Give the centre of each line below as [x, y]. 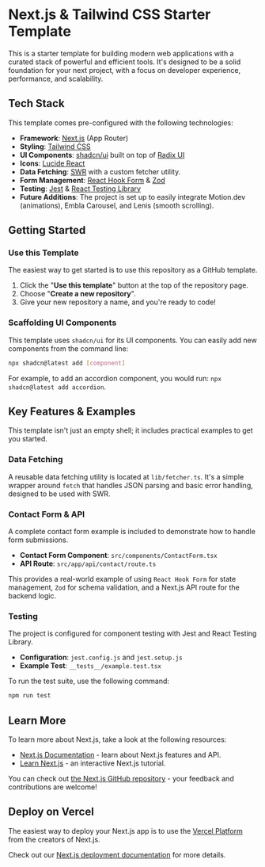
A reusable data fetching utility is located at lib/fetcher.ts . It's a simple [126, 476]
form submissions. [38, 540]
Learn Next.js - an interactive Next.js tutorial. [93, 763]
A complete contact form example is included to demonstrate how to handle [132, 532]
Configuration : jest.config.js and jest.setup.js [101, 657]
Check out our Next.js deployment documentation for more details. [117, 854]
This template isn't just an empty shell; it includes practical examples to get [131, 430]
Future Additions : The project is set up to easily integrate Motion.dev [132, 197]
